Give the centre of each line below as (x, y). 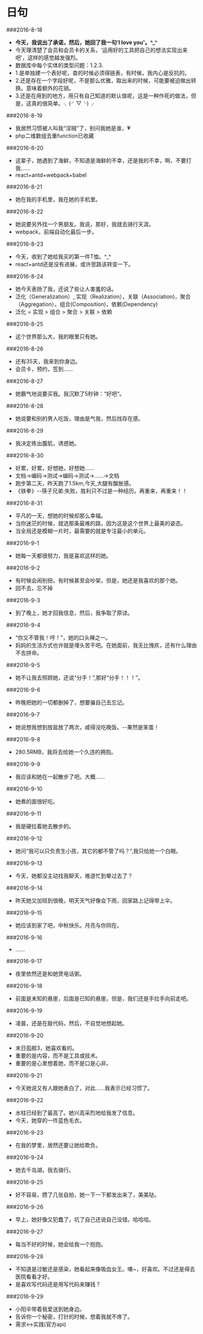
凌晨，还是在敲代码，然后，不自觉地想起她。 (71, 1023)
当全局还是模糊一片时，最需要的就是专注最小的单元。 (82, 530)
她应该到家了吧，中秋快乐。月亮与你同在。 (69, 925)
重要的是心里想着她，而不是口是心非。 (63, 1063)
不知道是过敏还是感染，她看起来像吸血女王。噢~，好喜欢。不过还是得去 (105, 1269)
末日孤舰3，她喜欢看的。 (46, 1048)
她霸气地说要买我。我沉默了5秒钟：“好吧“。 (70, 393)
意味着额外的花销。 (50, 88)
